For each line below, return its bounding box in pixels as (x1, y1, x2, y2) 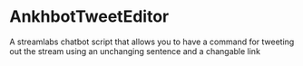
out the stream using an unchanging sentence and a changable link (9, 45, 261, 56)
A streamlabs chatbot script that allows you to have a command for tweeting (9, 36, 295, 47)
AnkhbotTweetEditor (9, 6, 170, 27)
